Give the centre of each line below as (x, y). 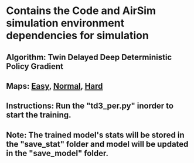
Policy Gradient (35, 66)
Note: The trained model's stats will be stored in (95, 135)
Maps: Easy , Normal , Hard (55, 86)
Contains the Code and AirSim (81, 11)
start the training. (39, 115)
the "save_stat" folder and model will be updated (97, 144)
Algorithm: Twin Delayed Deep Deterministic (89, 57)
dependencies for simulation (78, 36)
